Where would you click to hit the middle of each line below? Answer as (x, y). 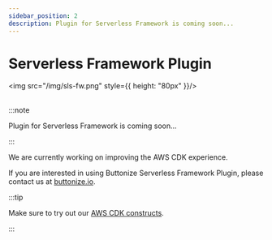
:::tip (16, 197)
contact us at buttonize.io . (52, 182)
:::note (19, 110)
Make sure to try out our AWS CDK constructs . (86, 213)
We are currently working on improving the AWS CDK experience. (119, 157)
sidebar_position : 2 (43, 16)
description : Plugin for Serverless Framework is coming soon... (121, 24)
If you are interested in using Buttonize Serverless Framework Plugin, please (136, 173)
